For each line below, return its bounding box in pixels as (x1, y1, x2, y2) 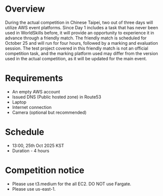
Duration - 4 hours (12, 147, 50, 154)
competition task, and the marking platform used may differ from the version (5, 50, 158, 56)
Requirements (5, 73, 63, 84)
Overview (5, 3, 45, 15)
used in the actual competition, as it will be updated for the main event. (5, 55, 147, 61)
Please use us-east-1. (12, 186, 56, 192)
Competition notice (5, 165, 85, 176)
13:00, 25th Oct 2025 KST (12, 143, 64, 148)
